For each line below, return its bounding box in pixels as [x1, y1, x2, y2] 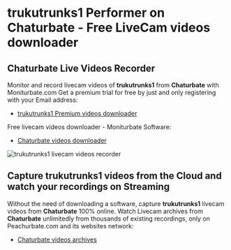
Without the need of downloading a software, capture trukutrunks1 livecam [7, 199, 225, 207]
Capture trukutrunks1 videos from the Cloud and [7, 170, 222, 182]
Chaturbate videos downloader [17, 136, 107, 145]
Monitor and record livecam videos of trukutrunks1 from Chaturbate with [7, 81, 219, 89]
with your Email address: [7, 96, 78, 104]
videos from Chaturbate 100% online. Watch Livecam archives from [7, 207, 204, 215]
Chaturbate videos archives [17, 235, 98, 244]
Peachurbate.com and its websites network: [7, 221, 134, 230]
